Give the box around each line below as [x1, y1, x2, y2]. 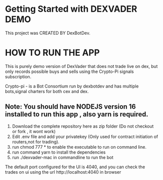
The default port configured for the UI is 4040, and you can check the [5, 164, 145, 170]
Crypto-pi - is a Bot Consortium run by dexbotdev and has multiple [5, 83, 139, 89]
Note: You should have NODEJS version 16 [5, 103, 136, 111]
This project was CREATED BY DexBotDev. [5, 30, 91, 36]
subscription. [5, 73, 32, 79]
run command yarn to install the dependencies [12, 149, 106, 155]
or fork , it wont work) [12, 128, 56, 134]
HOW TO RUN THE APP [5, 47, 100, 58]
